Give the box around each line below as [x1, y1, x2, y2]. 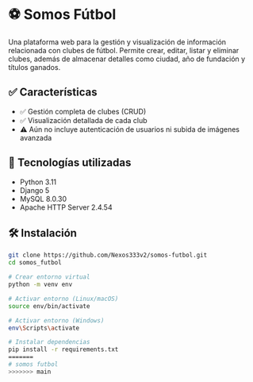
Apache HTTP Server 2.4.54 [19, 203, 113, 212]
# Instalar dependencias [8, 338, 90, 346]
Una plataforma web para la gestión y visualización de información [8, 37, 227, 47]
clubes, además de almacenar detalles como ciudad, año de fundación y [8, 54, 246, 64]
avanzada [19, 133, 52, 142]
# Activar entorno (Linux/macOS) [8, 295, 119, 303]
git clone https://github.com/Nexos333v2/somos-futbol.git [8, 251, 208, 260]
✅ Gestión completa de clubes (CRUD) [19, 106, 147, 116]
